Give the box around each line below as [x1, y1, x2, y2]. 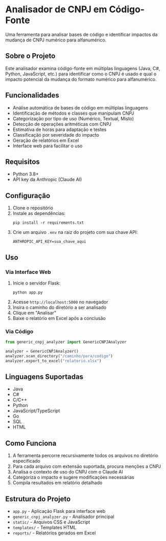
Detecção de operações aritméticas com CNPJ [12, 121, 111, 127]
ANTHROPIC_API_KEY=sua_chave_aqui [12, 239, 86, 244]
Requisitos [5, 157, 40, 166]
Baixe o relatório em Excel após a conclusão [12, 315, 106, 321]
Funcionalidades [5, 91, 60, 100]
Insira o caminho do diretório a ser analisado [12, 304, 107, 310]
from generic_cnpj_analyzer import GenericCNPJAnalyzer [5, 339, 127, 345]
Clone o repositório [12, 205, 54, 211]
